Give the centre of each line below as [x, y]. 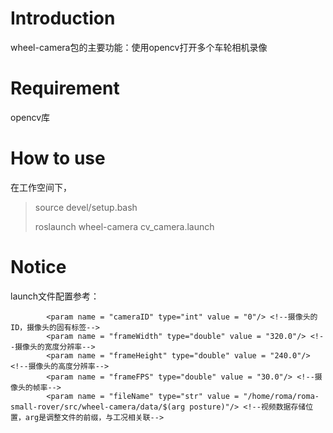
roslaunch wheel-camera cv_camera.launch [124, 226]
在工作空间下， [41, 187]
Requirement [65, 88]
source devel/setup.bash [86, 207]
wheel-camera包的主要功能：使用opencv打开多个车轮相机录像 [139, 47]
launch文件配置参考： [55, 296]
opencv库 [30, 117]
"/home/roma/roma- [281, 396]
